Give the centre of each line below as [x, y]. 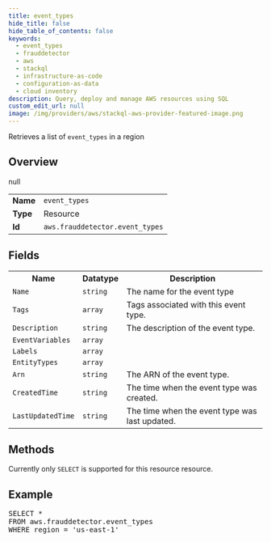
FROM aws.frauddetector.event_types [81, 522]
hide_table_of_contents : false [61, 31]
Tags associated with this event [186, 304]
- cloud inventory [47, 91]
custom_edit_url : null [46, 106]
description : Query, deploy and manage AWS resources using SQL [119, 99]
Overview [33, 162]
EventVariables [42, 340]
